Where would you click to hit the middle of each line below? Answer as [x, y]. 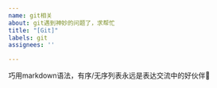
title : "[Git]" [33, 30]
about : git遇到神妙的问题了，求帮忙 [62, 23]
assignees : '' [32, 45]
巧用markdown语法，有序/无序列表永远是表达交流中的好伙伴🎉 [109, 75]
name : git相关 [31, 15]
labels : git [28, 38]
